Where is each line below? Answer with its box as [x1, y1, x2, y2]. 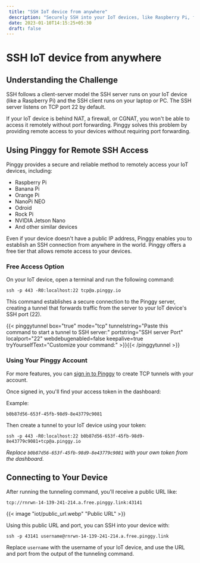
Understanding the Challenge [6, 75, 118, 85]
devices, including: [6, 167, 52, 175]
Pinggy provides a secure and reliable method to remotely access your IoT [6, 161, 189, 168]
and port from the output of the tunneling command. [6, 550, 135, 558]
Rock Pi [14, 210, 34, 218]
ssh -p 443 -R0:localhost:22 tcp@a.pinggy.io [6, 287, 121, 293]
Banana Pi [14, 185, 40, 192]
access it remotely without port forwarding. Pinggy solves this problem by [6, 121, 187, 128]
